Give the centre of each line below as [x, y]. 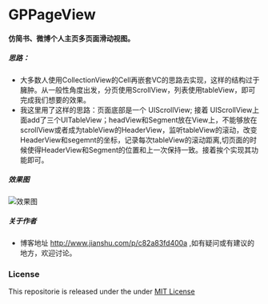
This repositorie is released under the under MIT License [102, 291]
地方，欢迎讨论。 [48, 253]
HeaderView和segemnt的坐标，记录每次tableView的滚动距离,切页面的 [135, 140]
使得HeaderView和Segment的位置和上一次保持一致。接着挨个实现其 [139, 150]
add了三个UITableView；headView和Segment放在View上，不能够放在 [142, 120]
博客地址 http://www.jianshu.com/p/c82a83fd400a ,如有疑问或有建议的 [137, 242]
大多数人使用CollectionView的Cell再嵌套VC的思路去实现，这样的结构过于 [140, 80]
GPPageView [52, 15]
